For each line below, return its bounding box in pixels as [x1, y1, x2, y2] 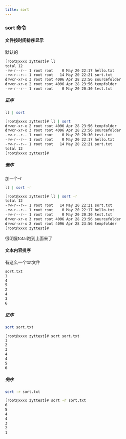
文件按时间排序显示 [5, 37, 44, 43]
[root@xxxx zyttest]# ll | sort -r [5, 194, 78, 199]
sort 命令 [5, 24, 26, 31]
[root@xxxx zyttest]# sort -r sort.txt [5, 398, 86, 403]
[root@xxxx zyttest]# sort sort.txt [5, 334, 80, 339]
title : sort [5, 7, 29, 12]
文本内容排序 [5, 247, 31, 253]
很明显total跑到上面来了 [5, 235, 53, 241]
